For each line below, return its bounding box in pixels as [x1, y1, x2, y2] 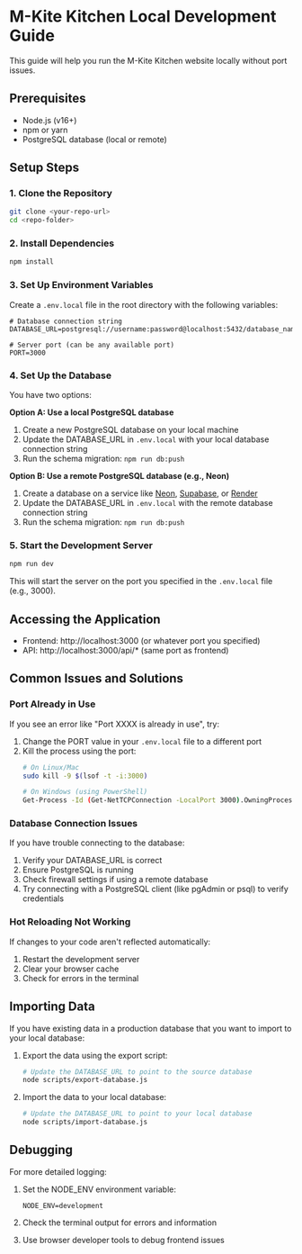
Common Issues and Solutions [9, 671, 184, 686]
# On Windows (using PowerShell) [22, 788, 148, 797]
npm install [9, 257, 54, 266]
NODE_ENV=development [22, 1201, 103, 1210]
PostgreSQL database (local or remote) [22, 133, 168, 145]
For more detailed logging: [9, 1166, 108, 1177]
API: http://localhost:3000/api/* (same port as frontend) [22, 645, 229, 655]
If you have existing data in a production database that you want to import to [9, 1023, 292, 1033]
